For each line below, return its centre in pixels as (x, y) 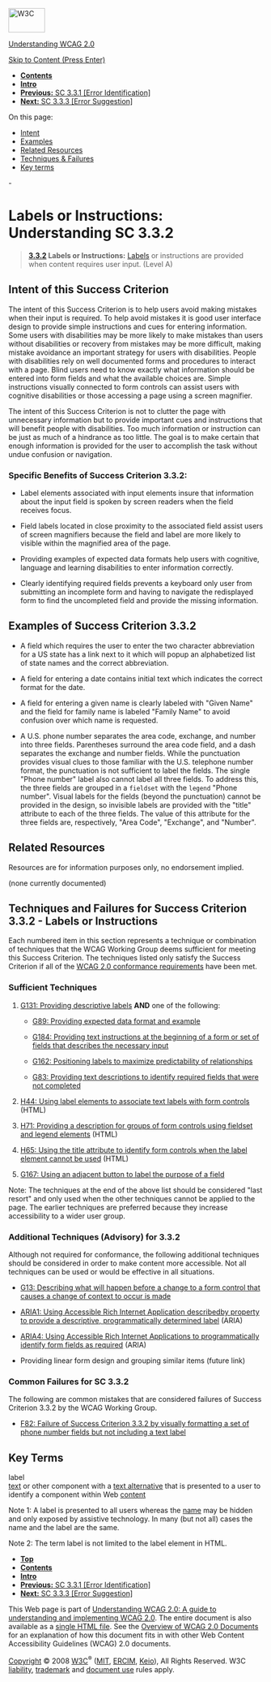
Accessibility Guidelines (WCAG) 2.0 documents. (90, 1644)
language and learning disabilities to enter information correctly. (127, 567)
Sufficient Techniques (53, 988)
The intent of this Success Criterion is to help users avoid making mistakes (133, 309)
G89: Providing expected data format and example (116, 1021)
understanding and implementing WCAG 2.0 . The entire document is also (130, 1618)
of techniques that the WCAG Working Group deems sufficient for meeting (132, 949)
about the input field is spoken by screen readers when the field (127, 502)
